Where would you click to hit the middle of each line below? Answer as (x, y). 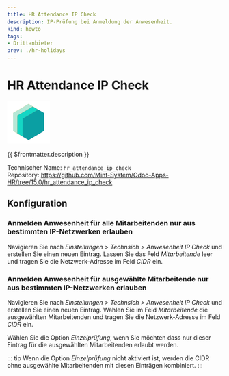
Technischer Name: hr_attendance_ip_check (69, 167)
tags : (15, 36)
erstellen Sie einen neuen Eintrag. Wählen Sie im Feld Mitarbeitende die (108, 310)
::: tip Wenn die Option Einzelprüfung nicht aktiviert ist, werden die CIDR (108, 358)
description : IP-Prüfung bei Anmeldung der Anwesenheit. (90, 22)
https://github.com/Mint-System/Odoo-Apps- (105, 175)
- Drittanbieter (30, 43)
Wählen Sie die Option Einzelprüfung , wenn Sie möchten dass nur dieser (109, 337)
